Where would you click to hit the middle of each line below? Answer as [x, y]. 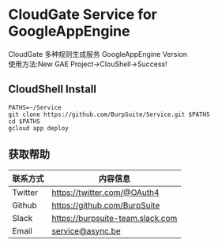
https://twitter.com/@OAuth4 [105, 193]
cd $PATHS [24, 121]
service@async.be [86, 230]
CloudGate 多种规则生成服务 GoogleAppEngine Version [98, 54]
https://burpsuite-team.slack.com [115, 218]
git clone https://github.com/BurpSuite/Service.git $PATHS [109, 114]
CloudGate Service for [83, 15]
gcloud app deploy [38, 128]
